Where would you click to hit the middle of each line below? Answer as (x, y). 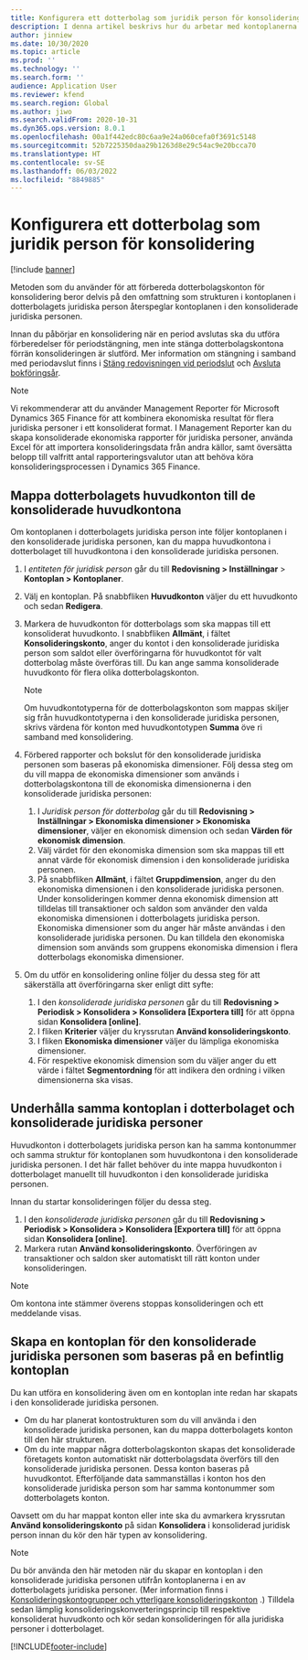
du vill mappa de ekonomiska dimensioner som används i (132, 774)
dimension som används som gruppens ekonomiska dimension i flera (167, 947)
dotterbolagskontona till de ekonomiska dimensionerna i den (138, 784)
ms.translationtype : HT (56, 154)
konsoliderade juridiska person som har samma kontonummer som (149, 1488)
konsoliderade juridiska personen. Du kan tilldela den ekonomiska (161, 937)
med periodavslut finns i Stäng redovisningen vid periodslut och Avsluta (146, 363)
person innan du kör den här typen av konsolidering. (109, 1535)
